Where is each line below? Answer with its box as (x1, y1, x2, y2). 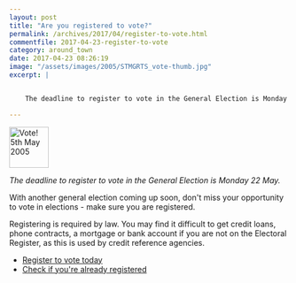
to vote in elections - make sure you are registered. (9, 201, 196, 212)
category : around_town (9, 46, 93, 55)
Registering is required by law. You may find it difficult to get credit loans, (9, 218, 277, 229)
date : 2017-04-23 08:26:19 (9, 54, 109, 63)
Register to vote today (21, 254, 104, 265)
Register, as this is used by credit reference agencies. (9, 237, 206, 248)
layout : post (9, 12, 58, 22)
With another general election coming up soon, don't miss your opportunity (9, 192, 284, 203)
